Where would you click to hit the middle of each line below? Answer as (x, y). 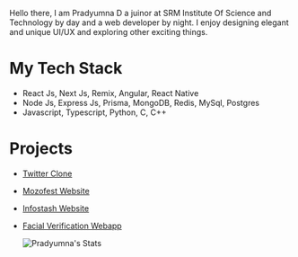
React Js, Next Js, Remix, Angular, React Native (110, 93)
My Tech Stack (66, 69)
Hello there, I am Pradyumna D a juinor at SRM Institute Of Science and (140, 13)
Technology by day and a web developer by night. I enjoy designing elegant (149, 22)
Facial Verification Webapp (72, 226)
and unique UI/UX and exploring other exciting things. (109, 32)
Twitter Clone (47, 173)
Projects (41, 149)
